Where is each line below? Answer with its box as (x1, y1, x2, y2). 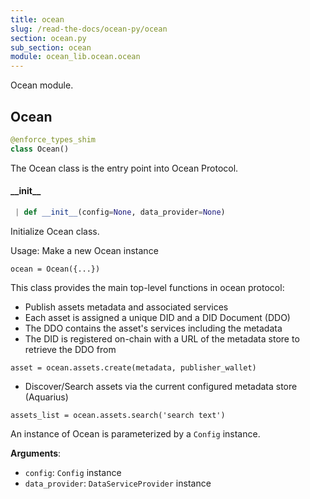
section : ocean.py (10, 33, 87, 43)
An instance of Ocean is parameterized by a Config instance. (10, 427, 261, 440)
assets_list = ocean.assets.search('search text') (10, 410, 226, 420)
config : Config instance (24, 466, 122, 478)
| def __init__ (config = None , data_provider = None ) (14, 207, 226, 217)
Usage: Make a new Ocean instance (10, 244, 159, 256)
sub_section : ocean (10, 42, 92, 53)
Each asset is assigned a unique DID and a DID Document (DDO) (24, 311, 291, 323)
